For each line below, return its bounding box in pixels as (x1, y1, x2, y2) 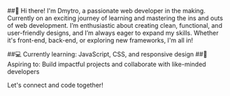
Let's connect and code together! (7, 81, 103, 89)
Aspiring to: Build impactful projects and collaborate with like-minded (7, 60, 206, 68)
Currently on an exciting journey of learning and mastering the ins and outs (7, 14, 224, 22)
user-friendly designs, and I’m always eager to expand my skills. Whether (7, 29, 219, 37)
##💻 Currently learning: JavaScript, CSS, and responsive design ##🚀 (7, 50, 208, 58)
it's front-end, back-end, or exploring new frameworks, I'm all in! (7, 36, 194, 45)
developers (7, 67, 40, 76)
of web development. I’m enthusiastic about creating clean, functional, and (7, 22, 222, 29)
